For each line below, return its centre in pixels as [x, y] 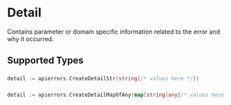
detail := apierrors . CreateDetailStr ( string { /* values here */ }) [103, 79]
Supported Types [46, 61]
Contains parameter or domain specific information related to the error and [113, 32]
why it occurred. [30, 38]
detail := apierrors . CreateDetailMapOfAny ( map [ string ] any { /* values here [116, 95]
